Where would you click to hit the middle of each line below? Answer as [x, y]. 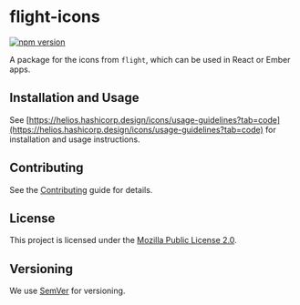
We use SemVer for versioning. [67, 291]
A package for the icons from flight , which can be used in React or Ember [150, 59]
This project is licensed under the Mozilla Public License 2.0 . [123, 240]
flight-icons [55, 17]
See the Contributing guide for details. [81, 189]
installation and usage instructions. [75, 139]
